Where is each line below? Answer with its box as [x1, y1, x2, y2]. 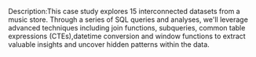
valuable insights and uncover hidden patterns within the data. [8, 40, 210, 49]
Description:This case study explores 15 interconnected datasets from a [8, 7, 241, 16]
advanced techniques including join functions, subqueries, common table [8, 23, 246, 32]
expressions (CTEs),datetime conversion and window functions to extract [8, 31, 246, 41]
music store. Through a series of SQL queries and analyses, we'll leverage [8, 15, 249, 24]
